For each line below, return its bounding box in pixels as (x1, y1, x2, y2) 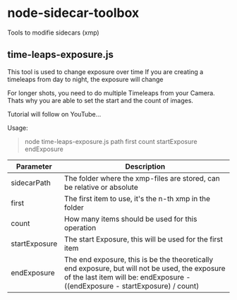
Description (125, 161, 166, 171)
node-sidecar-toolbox (7, 5, 140, 21)
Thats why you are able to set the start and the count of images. (7, 96, 194, 104)
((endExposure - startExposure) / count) (63, 281, 200, 291)
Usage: (7, 124, 28, 132)
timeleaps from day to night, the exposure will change (7, 75, 164, 83)
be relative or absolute (63, 182, 139, 192)
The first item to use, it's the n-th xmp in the (63, 193, 210, 203)
